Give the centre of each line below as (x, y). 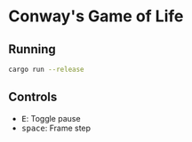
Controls (33, 97)
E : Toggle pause (51, 118)
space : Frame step (56, 128)
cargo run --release (47, 69)
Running (32, 49)
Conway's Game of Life (96, 16)
